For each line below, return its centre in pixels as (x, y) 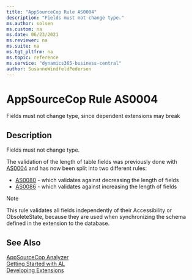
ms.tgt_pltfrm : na (30, 52)
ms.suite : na (23, 46)
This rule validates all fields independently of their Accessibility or (89, 210)
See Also (24, 242)
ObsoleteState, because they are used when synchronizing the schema (96, 217)
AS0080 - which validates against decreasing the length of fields (97, 180)
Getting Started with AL (36, 263)
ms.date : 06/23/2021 (33, 35)
